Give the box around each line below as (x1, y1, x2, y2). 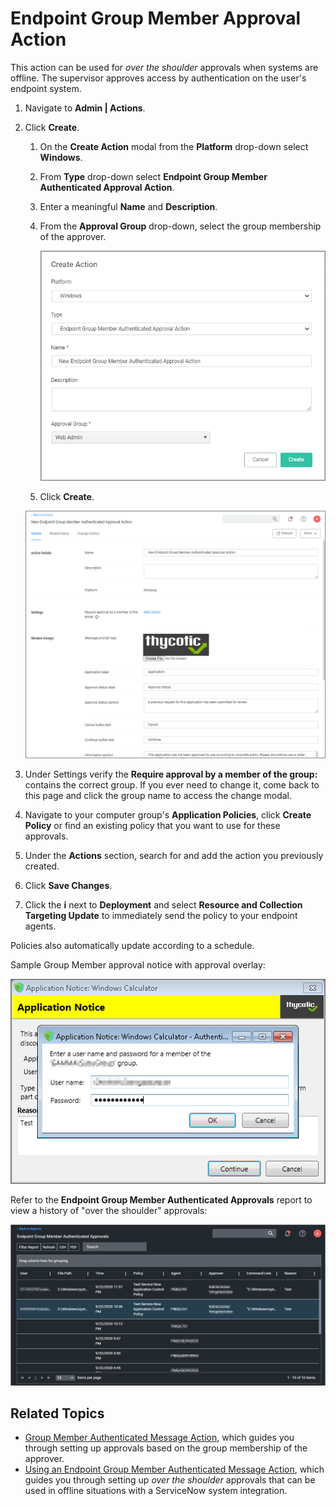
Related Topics (10, 1405, 105, 1422)
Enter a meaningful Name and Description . (39, 200, 218, 212)
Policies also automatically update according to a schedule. (10, 940, 255, 952)
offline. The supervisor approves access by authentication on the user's (10, 72, 307, 84)
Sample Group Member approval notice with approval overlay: (10, 959, 266, 971)
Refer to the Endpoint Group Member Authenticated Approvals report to (10, 1193, 313, 1206)
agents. (24, 920, 57, 932)
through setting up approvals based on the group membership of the (24, 1442, 308, 1454)
